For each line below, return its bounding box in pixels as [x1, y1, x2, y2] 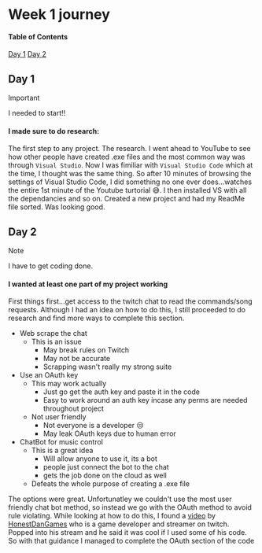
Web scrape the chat [19, 329, 88, 338]
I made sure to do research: [8, 126, 100, 135]
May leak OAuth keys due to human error [42, 429, 177, 438]
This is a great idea [31, 446, 94, 455]
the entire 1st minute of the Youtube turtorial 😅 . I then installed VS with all [8, 186, 247, 195]
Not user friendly [31, 412, 87, 422]
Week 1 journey [8, 6, 110, 24]
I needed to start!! [8, 109, 66, 118]
